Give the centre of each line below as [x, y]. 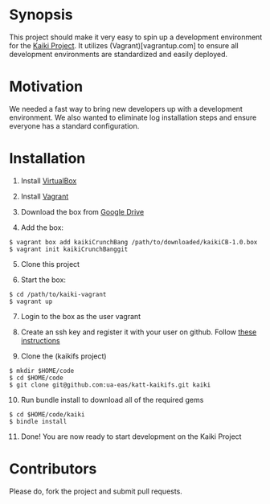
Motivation [46, 87]
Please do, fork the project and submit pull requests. [96, 491]
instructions [41, 340]
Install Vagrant [45, 196]
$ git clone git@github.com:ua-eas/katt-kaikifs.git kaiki [110, 385]
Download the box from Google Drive [82, 211]
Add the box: [42, 227]
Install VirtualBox [49, 180]
